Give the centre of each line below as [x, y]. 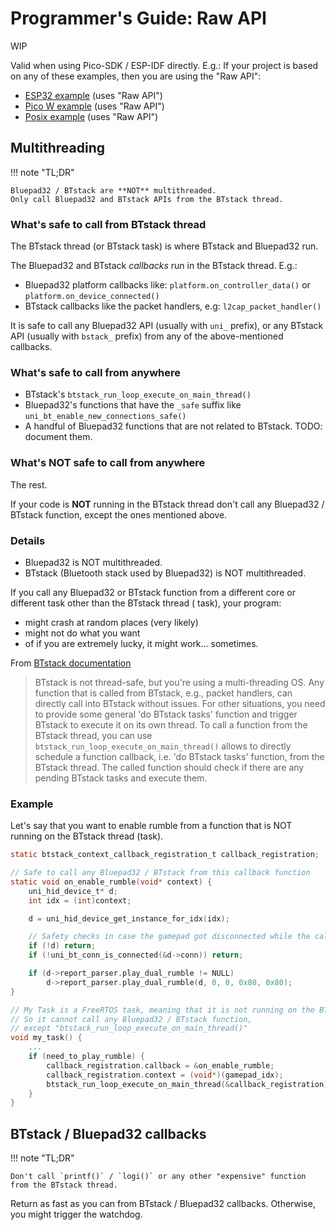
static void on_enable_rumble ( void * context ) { [111, 882]
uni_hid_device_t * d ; [73, 891]
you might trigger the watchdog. [76, 1214]
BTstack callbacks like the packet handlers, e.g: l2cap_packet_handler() [173, 306]
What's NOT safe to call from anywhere [108, 463]
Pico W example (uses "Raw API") [94, 106]
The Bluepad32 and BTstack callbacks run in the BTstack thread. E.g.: [154, 266]
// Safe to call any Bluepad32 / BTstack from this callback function [160, 873]
